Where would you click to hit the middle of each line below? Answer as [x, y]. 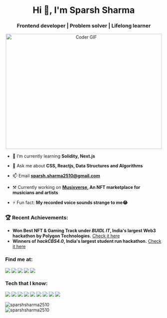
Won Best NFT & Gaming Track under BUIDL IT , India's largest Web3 [84, 230]
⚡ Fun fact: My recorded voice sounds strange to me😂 [70, 203]
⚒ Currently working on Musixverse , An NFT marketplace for [76, 187]
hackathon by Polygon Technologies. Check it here [66, 236]
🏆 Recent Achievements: [37, 218]
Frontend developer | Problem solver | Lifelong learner [84, 26]
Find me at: [19, 259]
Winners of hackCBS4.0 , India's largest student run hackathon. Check [87, 241]
